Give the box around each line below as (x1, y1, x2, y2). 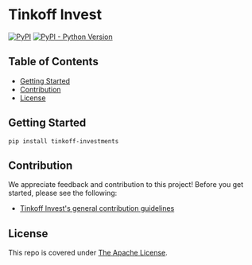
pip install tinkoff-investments (8, 137, 119, 145)
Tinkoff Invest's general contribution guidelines (19, 204, 175, 213)
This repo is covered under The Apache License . (8, 248, 169, 258)
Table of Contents (8, 55, 99, 68)
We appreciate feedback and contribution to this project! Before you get (8, 180, 244, 189)
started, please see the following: (8, 189, 118, 198)
